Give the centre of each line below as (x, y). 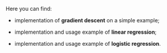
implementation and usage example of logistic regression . (87, 44)
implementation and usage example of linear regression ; (85, 32)
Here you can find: (29, 9)
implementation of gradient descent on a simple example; (87, 20)
